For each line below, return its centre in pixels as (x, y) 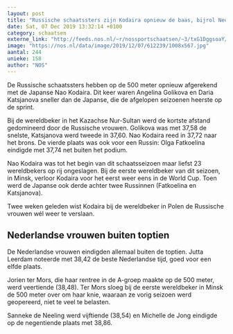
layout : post (26, 14)
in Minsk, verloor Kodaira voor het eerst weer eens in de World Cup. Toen (112, 178)
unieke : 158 (24, 59)
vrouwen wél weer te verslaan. (51, 213)
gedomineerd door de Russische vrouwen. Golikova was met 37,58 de (107, 128)
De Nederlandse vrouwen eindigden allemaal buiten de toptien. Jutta (105, 252)
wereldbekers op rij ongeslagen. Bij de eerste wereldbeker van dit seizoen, (114, 170)
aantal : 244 (24, 53)
